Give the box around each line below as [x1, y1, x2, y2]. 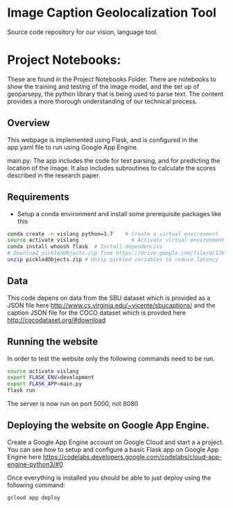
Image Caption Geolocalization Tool [7, 5, 216, 21]
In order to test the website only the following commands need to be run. [7, 354, 215, 362]
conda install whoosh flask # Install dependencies [7, 243, 163, 250]
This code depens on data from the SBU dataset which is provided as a [7, 293, 211, 302]
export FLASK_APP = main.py [7, 380, 82, 387]
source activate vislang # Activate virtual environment [7, 237, 225, 244]
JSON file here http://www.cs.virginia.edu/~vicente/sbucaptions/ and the [7, 301, 216, 309]
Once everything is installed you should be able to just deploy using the [7, 473, 212, 482]
